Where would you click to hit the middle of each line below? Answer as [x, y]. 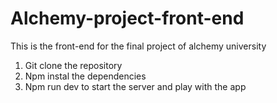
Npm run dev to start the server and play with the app [135, 86]
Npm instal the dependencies [85, 76]
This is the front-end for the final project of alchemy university [138, 46]
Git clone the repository [73, 65]
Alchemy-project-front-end [127, 18]
